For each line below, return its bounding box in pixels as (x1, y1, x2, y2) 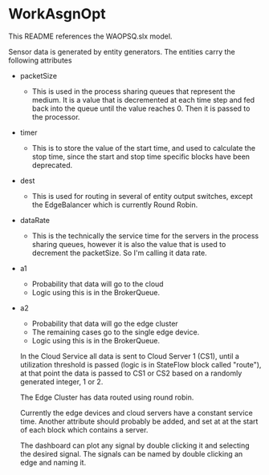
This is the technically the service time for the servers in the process (31, 230, 259, 241)
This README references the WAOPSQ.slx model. (8, 31, 173, 41)
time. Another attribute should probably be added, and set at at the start (19, 416, 259, 426)
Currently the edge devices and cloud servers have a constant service (19, 408, 253, 417)
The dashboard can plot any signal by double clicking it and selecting (19, 440, 251, 450)
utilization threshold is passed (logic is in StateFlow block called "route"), (19, 359, 262, 369)
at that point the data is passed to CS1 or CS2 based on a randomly (19, 368, 243, 378)
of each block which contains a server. (19, 424, 149, 434)
